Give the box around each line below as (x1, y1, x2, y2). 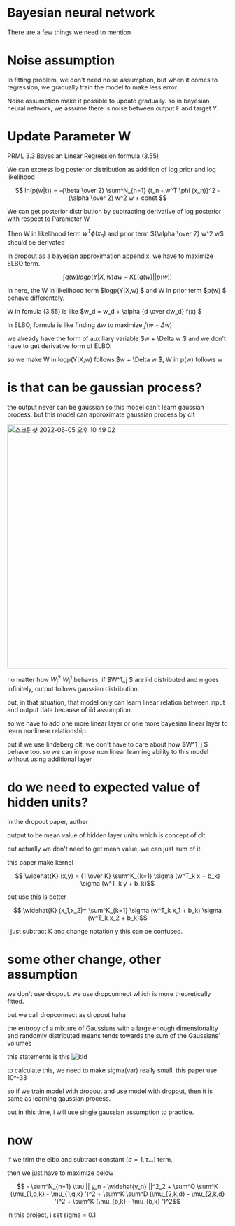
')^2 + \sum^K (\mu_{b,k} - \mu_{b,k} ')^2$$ (55, 1197, 180, 1206)
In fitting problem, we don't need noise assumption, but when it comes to (7, 75, 218, 84)
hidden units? (7, 794, 89, 810)
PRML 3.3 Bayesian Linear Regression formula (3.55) (7, 152, 159, 160)
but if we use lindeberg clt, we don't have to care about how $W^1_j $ (7, 740, 208, 749)
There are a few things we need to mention (7, 28, 131, 36)
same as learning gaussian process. (7, 1094, 111, 1102)
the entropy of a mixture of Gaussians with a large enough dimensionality (7, 1024, 218, 1032)
